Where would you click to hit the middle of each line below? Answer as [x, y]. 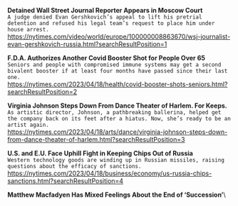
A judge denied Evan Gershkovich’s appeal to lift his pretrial [105, 17]
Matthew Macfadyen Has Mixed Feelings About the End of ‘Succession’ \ [117, 195]
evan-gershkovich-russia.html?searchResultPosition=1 [87, 44]
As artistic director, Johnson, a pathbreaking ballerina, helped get [114, 113]
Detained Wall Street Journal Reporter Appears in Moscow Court [105, 10]
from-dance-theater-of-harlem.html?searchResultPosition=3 [96, 139]
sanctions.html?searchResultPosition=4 [65, 181]
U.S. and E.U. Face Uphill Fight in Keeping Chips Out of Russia [100, 153]
